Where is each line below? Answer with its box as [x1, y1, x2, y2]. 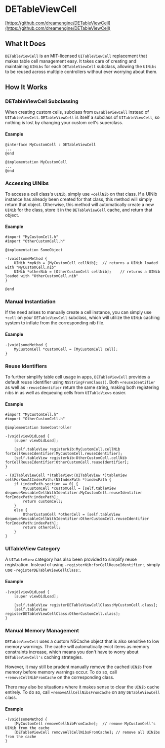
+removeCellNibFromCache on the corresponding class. [5, 674, 115, 680]
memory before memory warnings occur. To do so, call [5, 669, 117, 675]
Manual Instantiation [5, 298, 56, 305]
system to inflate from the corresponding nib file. [5, 320, 105, 326]
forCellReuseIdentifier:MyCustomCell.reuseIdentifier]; [5, 451, 123, 456]
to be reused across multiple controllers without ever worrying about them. [5, 69, 158, 75]
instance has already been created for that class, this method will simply [5, 196, 152, 202]
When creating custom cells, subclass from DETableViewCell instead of [5, 109, 149, 115]
